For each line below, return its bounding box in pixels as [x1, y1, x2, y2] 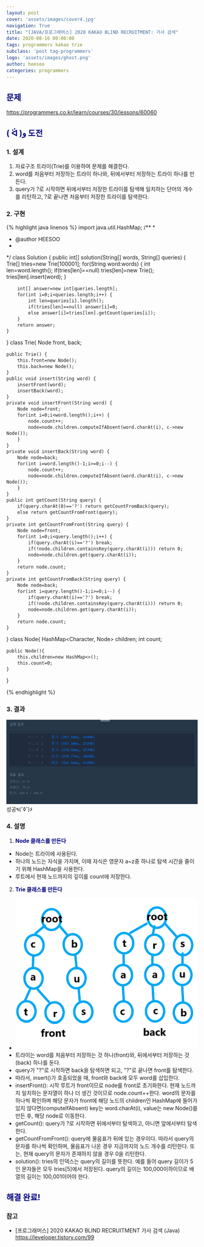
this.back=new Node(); [17, 363, 75, 370]
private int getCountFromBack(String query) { [6, 576, 126, 583]
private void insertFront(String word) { [6, 400, 113, 407]
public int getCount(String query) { [6, 497, 102, 504]
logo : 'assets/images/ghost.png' [6, 55, 91, 61]
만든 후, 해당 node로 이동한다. [15, 1112, 86, 1119]
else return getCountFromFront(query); [17, 509, 118, 516]
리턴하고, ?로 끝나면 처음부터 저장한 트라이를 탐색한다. [21, 193, 149, 200]
